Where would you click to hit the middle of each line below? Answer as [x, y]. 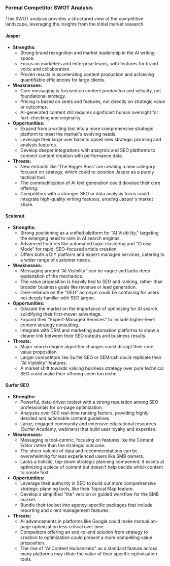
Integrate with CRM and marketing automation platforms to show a [90, 330]
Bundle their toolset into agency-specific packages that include [86, 505]
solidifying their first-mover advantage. [61, 314]
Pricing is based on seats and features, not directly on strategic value [93, 101]
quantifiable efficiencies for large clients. [63, 80]
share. [27, 204]
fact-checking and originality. [51, 118]
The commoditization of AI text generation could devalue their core [90, 183]
